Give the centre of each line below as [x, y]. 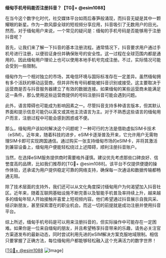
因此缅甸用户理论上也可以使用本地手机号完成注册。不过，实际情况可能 [89, 60]
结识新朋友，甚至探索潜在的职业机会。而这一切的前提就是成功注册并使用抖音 [83, 205]
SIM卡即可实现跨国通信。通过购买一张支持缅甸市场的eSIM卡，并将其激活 [83, 141]
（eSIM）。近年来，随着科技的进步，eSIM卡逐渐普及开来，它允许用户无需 [80, 135]
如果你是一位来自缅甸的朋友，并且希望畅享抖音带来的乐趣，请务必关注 [85, 228]
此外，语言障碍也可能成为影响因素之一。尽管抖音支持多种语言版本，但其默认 [83, 105]
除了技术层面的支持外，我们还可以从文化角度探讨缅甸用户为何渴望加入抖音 [81, 187]
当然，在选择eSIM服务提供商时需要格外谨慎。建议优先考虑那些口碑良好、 [80, 157]
